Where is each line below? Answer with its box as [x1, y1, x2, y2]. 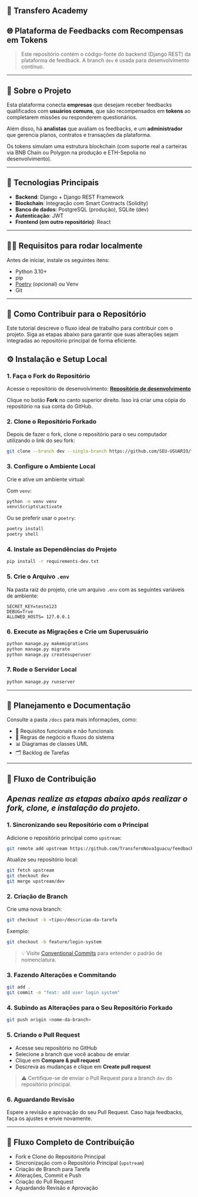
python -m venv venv [6, 498, 58, 504]
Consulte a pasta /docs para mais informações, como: [6, 716, 137, 723]
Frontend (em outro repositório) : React [15, 218, 111, 225]
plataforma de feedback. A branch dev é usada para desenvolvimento [21, 57, 190, 64]
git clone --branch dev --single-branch [6, 448, 108, 454]
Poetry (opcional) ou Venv [15, 280, 79, 287]
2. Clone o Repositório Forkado [6, 418, 97, 426]
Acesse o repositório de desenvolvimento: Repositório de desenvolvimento [6, 385, 192, 393]
